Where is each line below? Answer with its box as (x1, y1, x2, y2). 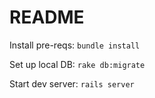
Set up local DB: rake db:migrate (9, 58, 146, 70)
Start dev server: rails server (9, 77, 135, 90)
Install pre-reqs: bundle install (9, 39, 141, 51)
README (9, 6, 85, 29)
